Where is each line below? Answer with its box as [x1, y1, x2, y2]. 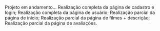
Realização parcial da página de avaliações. [5, 20, 97, 26]
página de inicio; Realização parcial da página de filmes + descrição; [5, 15, 150, 20]
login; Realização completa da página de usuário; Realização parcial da [5, 9, 155, 15]
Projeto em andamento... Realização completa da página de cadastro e [5, 4, 154, 10]
